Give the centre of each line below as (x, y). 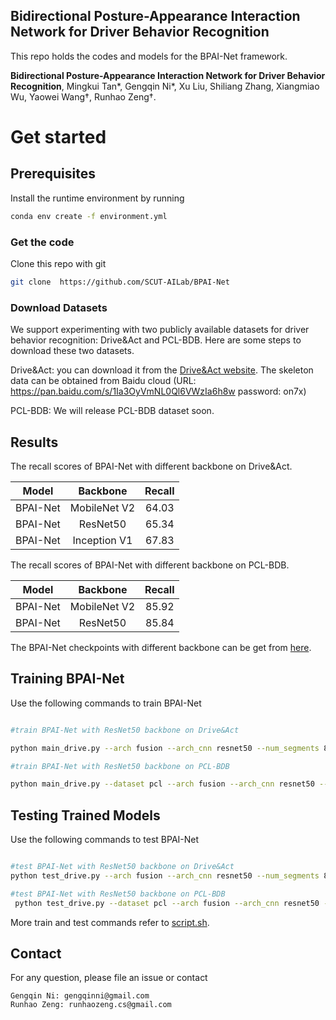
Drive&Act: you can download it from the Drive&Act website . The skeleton (162, 370)
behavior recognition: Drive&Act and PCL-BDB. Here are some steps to (156, 340)
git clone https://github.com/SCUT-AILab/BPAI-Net (120, 282)
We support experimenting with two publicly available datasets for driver (160, 330)
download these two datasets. (72, 351)
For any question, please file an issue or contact (109, 978)
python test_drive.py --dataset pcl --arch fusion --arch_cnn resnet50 (167, 903)
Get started (58, 137)
